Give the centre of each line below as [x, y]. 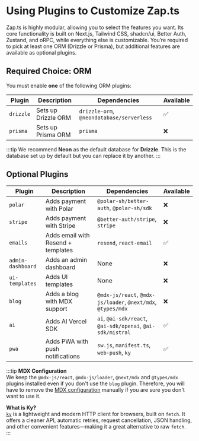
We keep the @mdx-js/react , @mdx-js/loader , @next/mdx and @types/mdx [92, 377]
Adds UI [57, 277]
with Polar [59, 208]
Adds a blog [62, 294]
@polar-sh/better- [123, 201]
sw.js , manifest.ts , [124, 345]
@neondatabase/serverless [115, 118]
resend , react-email [125, 243]
